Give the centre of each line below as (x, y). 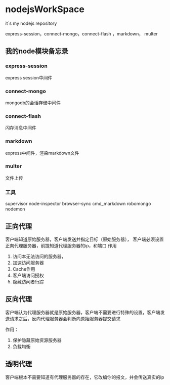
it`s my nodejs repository (31, 23)
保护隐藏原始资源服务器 (37, 340)
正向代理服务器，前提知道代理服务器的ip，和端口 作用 (61, 245)
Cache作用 (24, 269)
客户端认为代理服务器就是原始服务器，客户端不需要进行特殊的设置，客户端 (83, 312)
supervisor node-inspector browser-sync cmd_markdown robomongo (78, 204)
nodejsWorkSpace (45, 9)
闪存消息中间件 (21, 128)
